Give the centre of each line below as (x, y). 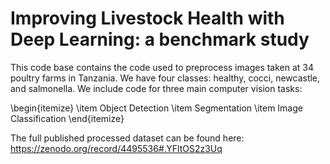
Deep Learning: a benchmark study (160, 39)
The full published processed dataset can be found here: (127, 138)
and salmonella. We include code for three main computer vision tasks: (156, 88)
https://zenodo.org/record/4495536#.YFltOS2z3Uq (116, 148)
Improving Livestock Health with (147, 18)
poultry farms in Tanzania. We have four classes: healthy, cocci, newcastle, (165, 78)
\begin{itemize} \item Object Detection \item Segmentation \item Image (156, 108)
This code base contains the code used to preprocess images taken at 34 (162, 67)
